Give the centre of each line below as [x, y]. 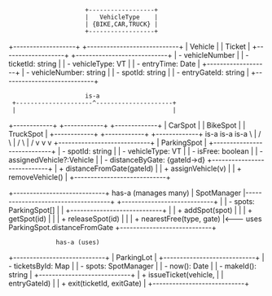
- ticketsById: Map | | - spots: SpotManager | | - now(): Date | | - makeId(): [132, 266]
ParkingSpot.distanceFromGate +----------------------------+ [113, 227]
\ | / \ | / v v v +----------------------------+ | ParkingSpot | [108, 142]
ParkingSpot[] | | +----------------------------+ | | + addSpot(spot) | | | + [130, 210]
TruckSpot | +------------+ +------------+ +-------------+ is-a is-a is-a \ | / [135, 134]
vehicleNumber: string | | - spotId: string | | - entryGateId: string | [140, 72]
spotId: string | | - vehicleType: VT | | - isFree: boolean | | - [165, 151]
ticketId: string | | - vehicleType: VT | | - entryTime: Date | [105, 64]
